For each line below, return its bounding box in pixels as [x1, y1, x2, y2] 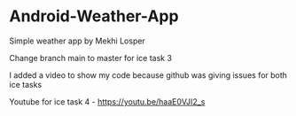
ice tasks [9, 79, 43, 89]
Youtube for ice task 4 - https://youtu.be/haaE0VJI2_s [9, 96, 206, 107]
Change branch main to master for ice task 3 [9, 52, 173, 63]
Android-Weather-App [9, 6, 179, 27]
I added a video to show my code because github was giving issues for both [9, 69, 288, 81]
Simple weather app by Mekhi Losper [9, 35, 146, 46]
